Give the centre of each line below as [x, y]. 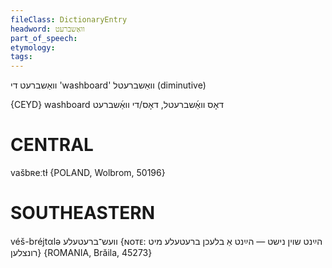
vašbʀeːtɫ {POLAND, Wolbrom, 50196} [88, 173]
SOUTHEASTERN [83, 213]
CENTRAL [52, 145]
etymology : [33, 47]
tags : [21, 57]
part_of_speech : [44, 38]
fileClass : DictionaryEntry [69, 19]
